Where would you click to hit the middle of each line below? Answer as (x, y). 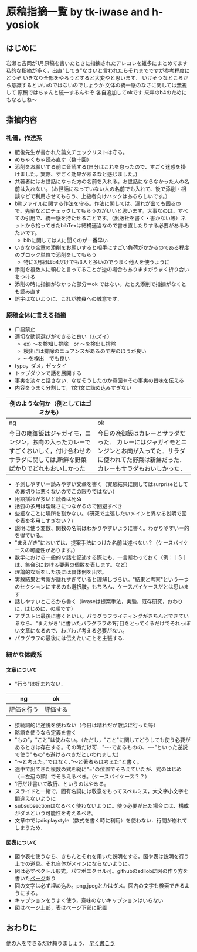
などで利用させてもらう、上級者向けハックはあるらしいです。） (95, 196)
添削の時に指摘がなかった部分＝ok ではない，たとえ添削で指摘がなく (98, 284)
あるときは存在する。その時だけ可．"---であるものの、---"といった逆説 (101, 747)
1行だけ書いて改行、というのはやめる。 (62, 784)
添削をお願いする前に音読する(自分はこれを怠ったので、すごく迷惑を (98, 166)
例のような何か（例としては (48, 403)
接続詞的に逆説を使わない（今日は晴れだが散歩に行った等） (86, 725)
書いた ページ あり (35, 878)
